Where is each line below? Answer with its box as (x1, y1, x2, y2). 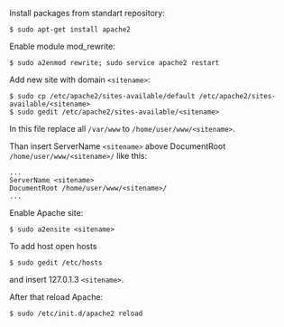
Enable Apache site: (9, 208, 84, 218)
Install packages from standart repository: (9, 8, 165, 18)
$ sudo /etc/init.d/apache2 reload (9, 309, 143, 318)
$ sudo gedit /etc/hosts (9, 258, 103, 267)
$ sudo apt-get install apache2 (9, 25, 131, 34)
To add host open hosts (9, 241, 97, 251)
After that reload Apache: (9, 292, 104, 302)
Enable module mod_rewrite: (9, 41, 115, 51)
